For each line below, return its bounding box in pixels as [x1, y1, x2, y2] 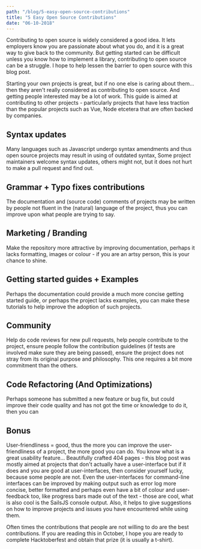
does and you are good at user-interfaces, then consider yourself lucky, [6, 467, 184, 474]
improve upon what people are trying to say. [6, 211, 116, 218]
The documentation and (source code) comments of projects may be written [6, 198, 196, 205]
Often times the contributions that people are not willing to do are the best [6, 524, 189, 531]
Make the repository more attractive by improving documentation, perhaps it [6, 244, 195, 251]
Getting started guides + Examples [6, 274, 139, 284]
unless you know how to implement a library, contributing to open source [6, 55, 187, 63]
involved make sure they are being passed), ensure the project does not [6, 349, 184, 357]
